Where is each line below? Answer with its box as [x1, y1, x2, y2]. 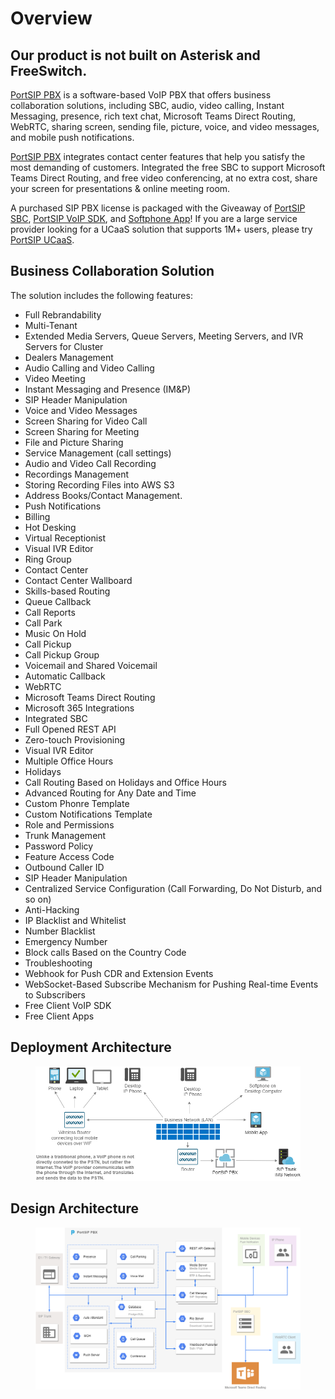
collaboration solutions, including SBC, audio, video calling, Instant [10, 100, 285, 111]
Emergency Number [24, 935, 108, 947]
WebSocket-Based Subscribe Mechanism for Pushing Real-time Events [24, 978, 319, 990]
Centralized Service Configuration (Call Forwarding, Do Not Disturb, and [24, 882, 323, 894]
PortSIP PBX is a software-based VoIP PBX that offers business [10, 89, 272, 101]
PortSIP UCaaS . [10, 234, 75, 246]
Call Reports [24, 606, 76, 618]
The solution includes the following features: [10, 289, 193, 301]
